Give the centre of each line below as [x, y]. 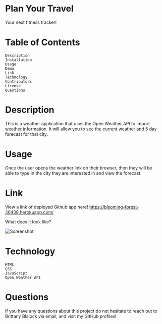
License [13, 86]
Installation [19, 60]
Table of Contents [43, 42]
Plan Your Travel [39, 9]
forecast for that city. [27, 134]
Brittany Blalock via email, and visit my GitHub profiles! [61, 316]
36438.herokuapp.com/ [29, 212]
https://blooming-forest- [114, 207]
